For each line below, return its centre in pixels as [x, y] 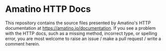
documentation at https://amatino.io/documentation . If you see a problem [81, 28]
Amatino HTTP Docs [48, 9]
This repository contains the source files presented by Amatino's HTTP [78, 23]
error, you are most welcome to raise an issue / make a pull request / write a [83, 39]
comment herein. [23, 44]
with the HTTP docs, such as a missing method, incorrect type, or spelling [81, 33]
